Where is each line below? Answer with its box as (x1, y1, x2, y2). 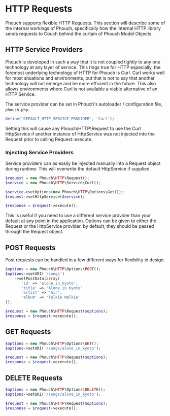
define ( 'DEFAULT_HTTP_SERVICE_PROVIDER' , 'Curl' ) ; (5, 116, 115, 121)
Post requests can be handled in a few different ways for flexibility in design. (5, 257, 165, 263)
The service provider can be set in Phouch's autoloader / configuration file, (5, 101, 162, 107)
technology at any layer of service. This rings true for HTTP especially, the (5, 64, 161, 70)
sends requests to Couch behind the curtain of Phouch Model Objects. (5, 30, 153, 37)
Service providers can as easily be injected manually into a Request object (5, 160, 161, 166)
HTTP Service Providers (5, 45, 83, 54)
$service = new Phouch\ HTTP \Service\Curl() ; (5, 180, 101, 185)
